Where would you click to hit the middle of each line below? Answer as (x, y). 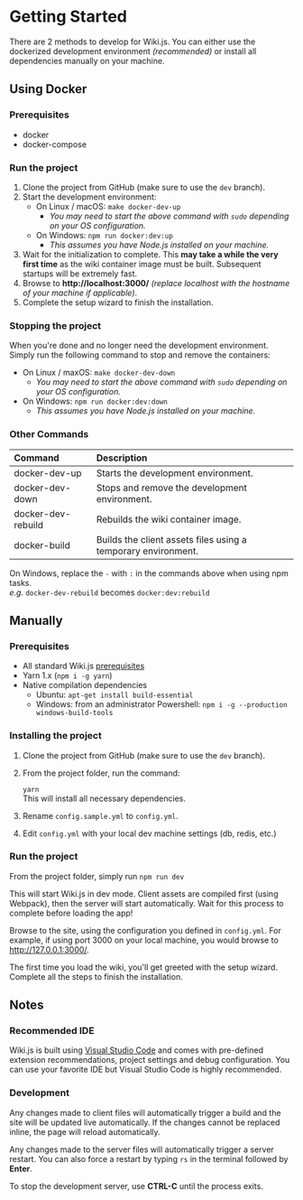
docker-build (42, 545)
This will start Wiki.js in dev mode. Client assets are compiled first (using (144, 893)
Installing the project (55, 736)
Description (122, 458)
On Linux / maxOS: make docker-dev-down (99, 373)
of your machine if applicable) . (80, 293)
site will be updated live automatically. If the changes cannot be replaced (145, 1122)
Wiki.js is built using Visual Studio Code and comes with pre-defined (137, 1050)
